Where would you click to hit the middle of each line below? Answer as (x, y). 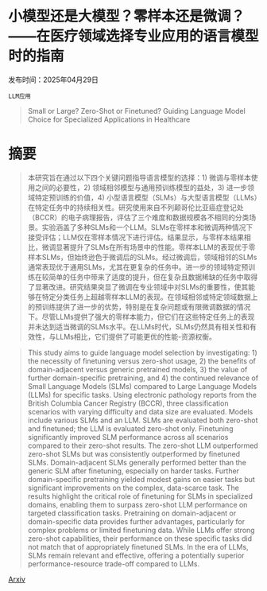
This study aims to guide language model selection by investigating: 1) (143, 352)
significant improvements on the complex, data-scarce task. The (133, 488)
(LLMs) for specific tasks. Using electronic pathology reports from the (142, 395)
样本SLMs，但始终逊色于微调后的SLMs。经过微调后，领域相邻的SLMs (142, 257)
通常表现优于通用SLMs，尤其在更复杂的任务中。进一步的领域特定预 (138, 266)
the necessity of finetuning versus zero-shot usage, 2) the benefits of (142, 361)
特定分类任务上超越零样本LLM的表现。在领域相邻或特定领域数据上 (150, 297)
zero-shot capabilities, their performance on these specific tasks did (140, 539)
